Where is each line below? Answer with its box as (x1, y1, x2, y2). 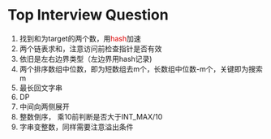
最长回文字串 (19, 83, 62, 93)
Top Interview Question (7, 6, 169, 24)
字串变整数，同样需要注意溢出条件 (19, 122, 134, 132)
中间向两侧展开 (19, 102, 70, 111)
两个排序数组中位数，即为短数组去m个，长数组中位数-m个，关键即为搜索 (19, 63, 263, 74)
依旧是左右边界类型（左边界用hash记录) (19, 54, 153, 63)
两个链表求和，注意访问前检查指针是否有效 (19, 43, 162, 54)
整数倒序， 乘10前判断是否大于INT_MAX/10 (19, 111, 163, 121)
